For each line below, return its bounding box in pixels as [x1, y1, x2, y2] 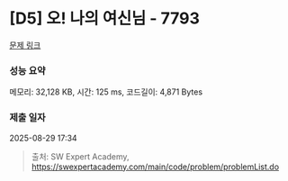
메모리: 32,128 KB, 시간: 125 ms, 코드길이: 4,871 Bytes [9, 86, 203, 97]
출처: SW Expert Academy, [31, 150, 130, 162]
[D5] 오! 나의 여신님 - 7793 [9, 8, 201, 29]
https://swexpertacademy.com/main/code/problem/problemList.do [31, 161, 280, 172]
